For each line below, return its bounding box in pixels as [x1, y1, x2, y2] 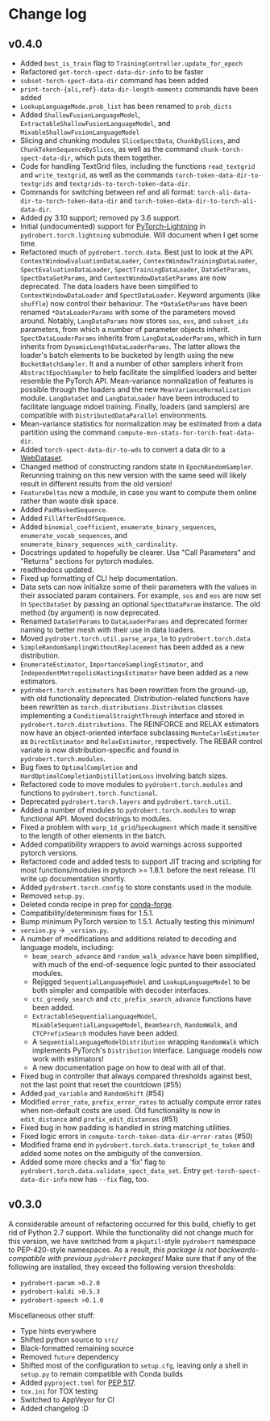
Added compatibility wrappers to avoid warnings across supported [19, 839, 243, 849]
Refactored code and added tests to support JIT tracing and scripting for [19, 857, 262, 866]
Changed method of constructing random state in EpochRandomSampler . [19, 462, 254, 471]
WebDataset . [19, 453, 64, 463]
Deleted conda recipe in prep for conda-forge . [19, 900, 174, 909]
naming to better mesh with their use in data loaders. [19, 625, 196, 634]
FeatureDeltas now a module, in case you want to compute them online [19, 488, 257, 497]
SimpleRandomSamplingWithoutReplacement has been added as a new [19, 642, 245, 651]
